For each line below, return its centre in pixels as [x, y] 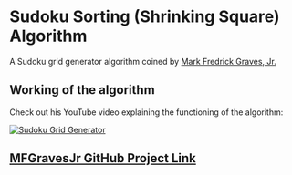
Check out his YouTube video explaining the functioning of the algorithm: [146, 112]
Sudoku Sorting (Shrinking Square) [145, 17]
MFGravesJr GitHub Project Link [103, 158]
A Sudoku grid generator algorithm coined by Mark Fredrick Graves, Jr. [143, 61]
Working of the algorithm [82, 90]
